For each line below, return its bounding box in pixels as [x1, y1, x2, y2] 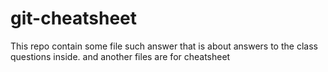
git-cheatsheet [10, 7, 138, 30]
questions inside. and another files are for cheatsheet [10, 50, 231, 62]
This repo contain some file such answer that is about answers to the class [10, 40, 318, 52]
